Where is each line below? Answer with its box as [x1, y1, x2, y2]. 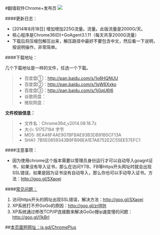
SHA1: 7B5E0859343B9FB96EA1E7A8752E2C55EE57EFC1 [24, 137, 140, 143]
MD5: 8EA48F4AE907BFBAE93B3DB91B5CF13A [24, 132, 121, 137]
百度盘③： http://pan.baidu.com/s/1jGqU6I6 [24, 88, 114, 93]
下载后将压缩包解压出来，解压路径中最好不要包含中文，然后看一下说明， [12, 38, 158, 44]
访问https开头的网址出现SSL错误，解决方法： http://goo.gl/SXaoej [12, 196, 144, 202]
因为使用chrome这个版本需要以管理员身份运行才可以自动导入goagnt [12, 157, 149, 163]
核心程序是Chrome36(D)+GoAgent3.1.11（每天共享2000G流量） [12, 32, 140, 38]
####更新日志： [5, 16, 38, 21]
